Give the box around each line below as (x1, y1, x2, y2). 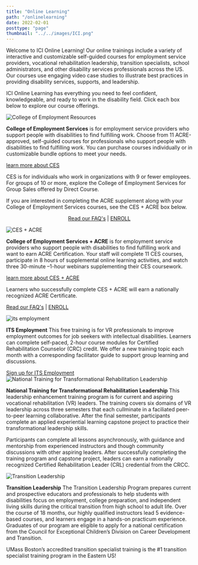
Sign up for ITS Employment (6, 369, 74, 376)
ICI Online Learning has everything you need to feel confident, (6, 90, 158, 97)
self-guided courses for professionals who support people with (32, 138, 186, 145)
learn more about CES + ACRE (6, 274, 80, 281)
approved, (6, 138, 31, 145)
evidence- (160, 509, 185, 517)
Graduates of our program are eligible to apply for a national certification (6, 522, 183, 529)
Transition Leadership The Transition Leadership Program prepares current (6, 484, 191, 491)
